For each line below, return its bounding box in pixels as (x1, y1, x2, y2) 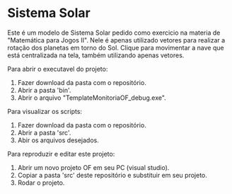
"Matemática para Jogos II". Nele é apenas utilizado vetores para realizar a (7, 35, 226, 44)
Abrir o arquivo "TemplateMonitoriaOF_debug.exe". (17, 93, 166, 102)
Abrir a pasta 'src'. (17, 128, 71, 137)
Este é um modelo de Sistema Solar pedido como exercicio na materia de (7, 28, 221, 37)
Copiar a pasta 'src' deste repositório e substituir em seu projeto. (17, 171, 207, 179)
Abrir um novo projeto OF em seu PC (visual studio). (17, 163, 170, 171)
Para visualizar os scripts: (7, 107, 83, 115)
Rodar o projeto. (17, 178, 65, 187)
